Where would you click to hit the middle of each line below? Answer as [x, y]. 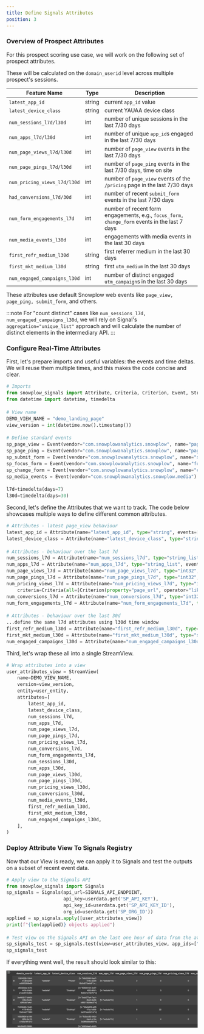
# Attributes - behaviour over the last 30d [63, 616]
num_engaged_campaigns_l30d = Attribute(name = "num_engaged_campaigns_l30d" [104, 641]
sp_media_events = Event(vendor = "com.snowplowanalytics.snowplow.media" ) [102, 476]
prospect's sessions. [32, 79]
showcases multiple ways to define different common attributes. [87, 514]
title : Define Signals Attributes [50, 13]
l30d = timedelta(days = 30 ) [38, 496]
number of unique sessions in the [146, 119]
